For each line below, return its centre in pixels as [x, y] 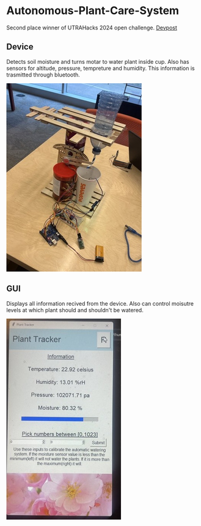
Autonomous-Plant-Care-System [93, 11]
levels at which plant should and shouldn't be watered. [75, 310]
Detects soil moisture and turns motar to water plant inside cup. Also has [98, 61]
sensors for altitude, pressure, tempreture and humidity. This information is [100, 68]
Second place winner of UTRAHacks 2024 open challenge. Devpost [92, 28]
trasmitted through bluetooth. [43, 75]
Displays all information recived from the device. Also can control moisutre [100, 303]
